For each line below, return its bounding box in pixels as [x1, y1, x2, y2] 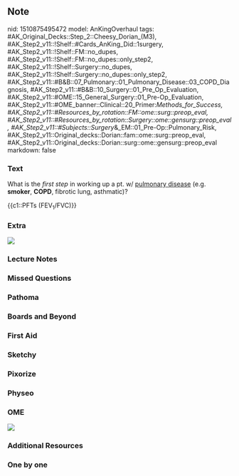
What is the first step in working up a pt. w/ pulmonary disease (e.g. [7, 180, 206, 188]
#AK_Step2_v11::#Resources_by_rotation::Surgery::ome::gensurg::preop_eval [7, 115, 232, 124]
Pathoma [7, 292, 39, 302]
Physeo [7, 388, 34, 398]
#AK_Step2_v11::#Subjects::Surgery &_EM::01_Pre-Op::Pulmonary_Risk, [10, 123, 217, 131]
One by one [7, 460, 48, 470]
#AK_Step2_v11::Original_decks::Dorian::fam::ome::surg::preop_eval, [7, 130, 206, 139]
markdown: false [7, 145, 57, 154]
